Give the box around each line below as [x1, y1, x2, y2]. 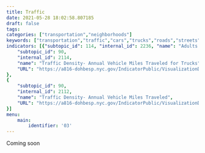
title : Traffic [6, 9, 45, 15]
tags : [6, 26, 20, 32]
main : [17, 117, 32, 123]
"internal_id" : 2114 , [17, 54, 72, 61]
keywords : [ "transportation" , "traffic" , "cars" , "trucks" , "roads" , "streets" [6, 37, 201, 43]
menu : [6, 111, 20, 118]
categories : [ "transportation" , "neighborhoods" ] [6, 32, 132, 38]
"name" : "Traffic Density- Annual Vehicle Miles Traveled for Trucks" [17, 60, 201, 66]
